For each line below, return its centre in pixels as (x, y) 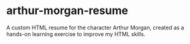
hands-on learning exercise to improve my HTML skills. (76, 34)
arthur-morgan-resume (67, 11)
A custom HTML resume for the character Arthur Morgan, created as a (95, 28)
